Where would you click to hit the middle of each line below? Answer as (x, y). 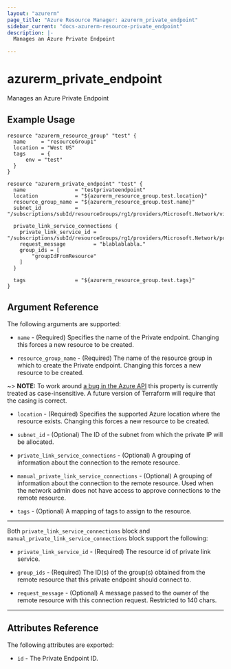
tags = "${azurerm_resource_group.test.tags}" (104, 280)
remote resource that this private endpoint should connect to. (104, 580)
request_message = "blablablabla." (83, 244)
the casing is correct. (37, 401)
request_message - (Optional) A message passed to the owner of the (113, 593)
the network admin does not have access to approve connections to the (119, 490)
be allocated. (35, 442)
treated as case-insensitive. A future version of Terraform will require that (111, 393)
